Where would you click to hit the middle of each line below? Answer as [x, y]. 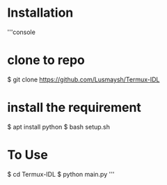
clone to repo [46, 60]
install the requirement [74, 107]
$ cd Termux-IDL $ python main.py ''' [61, 174]
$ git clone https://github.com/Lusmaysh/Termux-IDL [83, 79]
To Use [28, 155]
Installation [40, 13]
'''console [22, 32]
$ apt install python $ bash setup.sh [58, 127]
